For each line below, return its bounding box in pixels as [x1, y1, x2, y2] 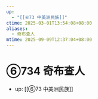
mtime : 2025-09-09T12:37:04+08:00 [6, 37, 93, 43]
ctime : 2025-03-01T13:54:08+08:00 [6, 20, 93, 26]
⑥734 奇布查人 [6, 64, 85, 78]
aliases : [6, 25, 28, 32]
